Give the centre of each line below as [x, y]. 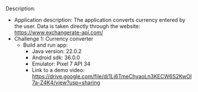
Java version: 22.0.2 [57, 51]
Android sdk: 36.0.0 [56, 57]
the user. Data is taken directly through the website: [77, 26]
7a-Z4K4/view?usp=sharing [66, 83]
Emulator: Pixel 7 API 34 [61, 64]
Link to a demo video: [58, 70]
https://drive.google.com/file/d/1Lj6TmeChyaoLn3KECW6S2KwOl [112, 76]
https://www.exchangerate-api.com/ [58, 32]
